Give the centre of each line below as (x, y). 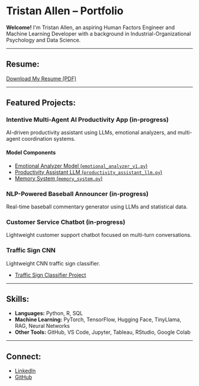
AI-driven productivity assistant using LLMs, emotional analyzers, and (91, 132)
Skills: (18, 299)
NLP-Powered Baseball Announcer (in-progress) (78, 194)
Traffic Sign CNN (31, 251)
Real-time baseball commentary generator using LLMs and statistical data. (97, 207)
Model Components (31, 153)
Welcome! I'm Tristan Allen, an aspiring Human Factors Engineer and (91, 27)
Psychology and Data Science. (44, 40)
